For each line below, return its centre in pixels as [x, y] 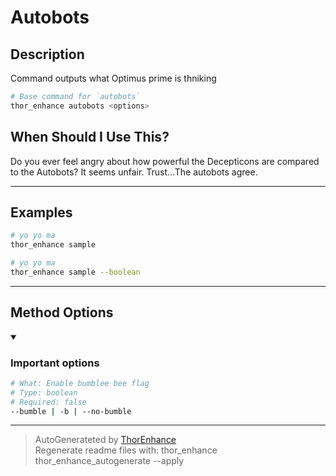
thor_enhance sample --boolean [75, 272]
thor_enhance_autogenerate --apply [109, 461]
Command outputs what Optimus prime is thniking [113, 78]
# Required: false [48, 402]
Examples [41, 212]
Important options [55, 363]
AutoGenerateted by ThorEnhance [105, 440]
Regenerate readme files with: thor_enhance [126, 450]
